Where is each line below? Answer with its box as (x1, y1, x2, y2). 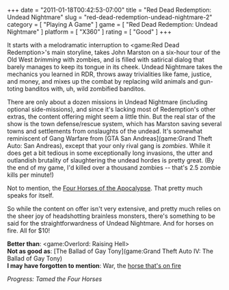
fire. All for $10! (7, 226, 51, 234)
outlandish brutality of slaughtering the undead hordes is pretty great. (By (7, 156, 215, 164)
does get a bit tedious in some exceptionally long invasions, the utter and (7, 149, 213, 157)
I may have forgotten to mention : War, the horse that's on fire (7, 262, 181, 269)
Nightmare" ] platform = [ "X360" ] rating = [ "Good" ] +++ (7, 27, 172, 36)
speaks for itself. (7, 191, 54, 200)
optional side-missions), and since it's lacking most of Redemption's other (7, 106, 216, 113)
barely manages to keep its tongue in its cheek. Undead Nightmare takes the (7, 63, 223, 71)
